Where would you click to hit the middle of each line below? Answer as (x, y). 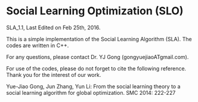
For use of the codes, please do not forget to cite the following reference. (96, 68)
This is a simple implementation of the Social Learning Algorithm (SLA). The (99, 39)
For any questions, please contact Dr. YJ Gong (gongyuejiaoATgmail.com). (98, 57)
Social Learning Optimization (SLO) (95, 11)
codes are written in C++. (38, 45)
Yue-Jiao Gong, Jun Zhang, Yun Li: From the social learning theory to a (93, 86)
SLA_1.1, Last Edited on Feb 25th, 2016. (53, 27)
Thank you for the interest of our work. (54, 75)
